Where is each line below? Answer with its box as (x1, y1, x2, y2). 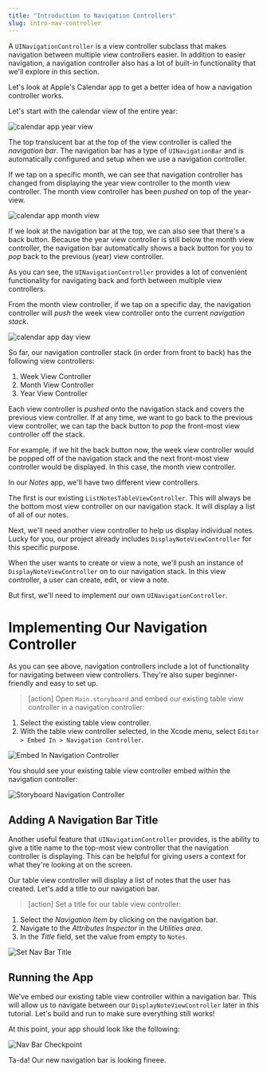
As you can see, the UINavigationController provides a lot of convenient (8, 267, 248, 277)
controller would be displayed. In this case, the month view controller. (8, 461, 237, 472)
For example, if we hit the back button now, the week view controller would (8, 445, 254, 454)
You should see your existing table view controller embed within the (8, 766, 231, 776)
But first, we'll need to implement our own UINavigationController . (8, 590, 228, 600)
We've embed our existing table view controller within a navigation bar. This (8, 992, 257, 1002)
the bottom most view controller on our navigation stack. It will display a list (8, 501, 256, 511)
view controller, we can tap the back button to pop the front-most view (8, 421, 241, 430)
